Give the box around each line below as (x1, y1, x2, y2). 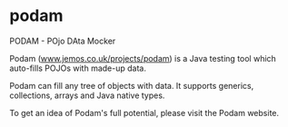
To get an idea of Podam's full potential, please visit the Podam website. (9, 107, 280, 118)
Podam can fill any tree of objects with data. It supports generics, (9, 80, 254, 91)
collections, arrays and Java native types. (9, 90, 165, 101)
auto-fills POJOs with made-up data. (9, 63, 147, 73)
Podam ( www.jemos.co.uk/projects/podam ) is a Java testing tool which (9, 53, 277, 63)
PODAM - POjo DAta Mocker (9, 35, 116, 46)
